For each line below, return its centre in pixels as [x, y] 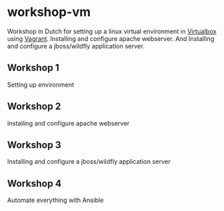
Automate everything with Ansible [55, 200]
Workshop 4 [34, 184]
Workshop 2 [34, 107]
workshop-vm [49, 12]
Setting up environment [41, 85]
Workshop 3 [34, 145]
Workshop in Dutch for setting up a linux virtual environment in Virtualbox [112, 31]
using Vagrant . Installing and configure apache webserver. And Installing [111, 38]
